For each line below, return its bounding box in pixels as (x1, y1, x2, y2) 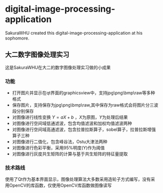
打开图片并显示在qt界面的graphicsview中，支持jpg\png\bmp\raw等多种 (12, 90, 155, 96)
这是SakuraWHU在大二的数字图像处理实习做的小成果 (5, 64, 111, 70)
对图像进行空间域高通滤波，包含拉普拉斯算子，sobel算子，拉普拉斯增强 (12, 127, 156, 132)
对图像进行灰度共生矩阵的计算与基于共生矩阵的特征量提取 (12, 151, 128, 157)
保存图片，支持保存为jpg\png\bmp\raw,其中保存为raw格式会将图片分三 (12, 102, 154, 108)
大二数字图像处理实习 (5, 50, 69, 59)
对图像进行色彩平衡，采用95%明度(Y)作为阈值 (12, 145, 105, 151)
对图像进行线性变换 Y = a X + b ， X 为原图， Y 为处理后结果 (12, 114, 128, 120)
